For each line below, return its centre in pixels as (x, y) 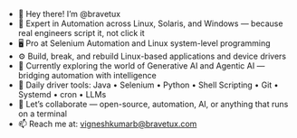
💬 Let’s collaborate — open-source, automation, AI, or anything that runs (153, 104)
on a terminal (43, 114)
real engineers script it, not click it (81, 33)
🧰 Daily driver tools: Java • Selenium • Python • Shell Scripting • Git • (148, 85)
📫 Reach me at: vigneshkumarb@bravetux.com (107, 124)
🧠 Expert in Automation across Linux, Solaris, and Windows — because (150, 23)
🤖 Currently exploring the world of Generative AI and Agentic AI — (141, 66)
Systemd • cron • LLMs (62, 94)
